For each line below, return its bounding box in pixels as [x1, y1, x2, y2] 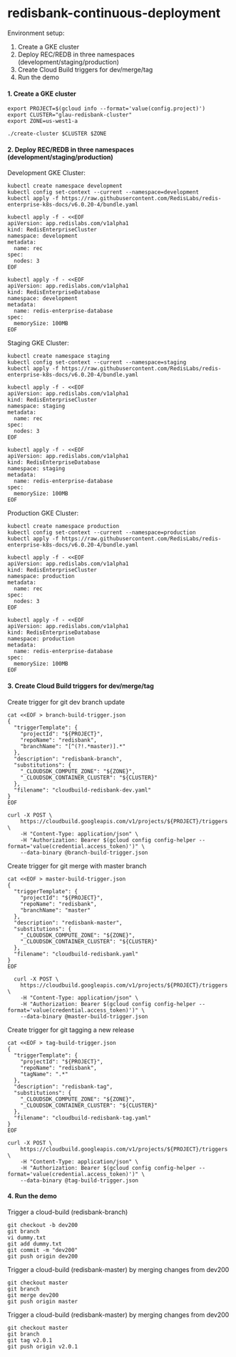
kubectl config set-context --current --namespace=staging [7, 359, 187, 366]
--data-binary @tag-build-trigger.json [20, 1177, 139, 1184]
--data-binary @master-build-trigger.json [20, 1013, 148, 1020]
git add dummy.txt [7, 1240, 62, 1248]
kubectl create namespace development [7, 182, 123, 190]
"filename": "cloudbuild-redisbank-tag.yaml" [14, 1114, 152, 1121]
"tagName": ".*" [20, 1070, 69, 1078]
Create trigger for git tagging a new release [7, 1025, 135, 1034]
